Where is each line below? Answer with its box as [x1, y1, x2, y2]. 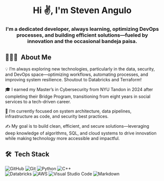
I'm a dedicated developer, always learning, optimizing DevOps [5, 26, 159, 33]
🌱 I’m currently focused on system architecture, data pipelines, [5, 108, 132, 114]
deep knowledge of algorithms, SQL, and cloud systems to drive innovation [5, 130, 157, 136]
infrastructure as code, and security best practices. [5, 113, 109, 119]
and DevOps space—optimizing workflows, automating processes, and [5, 71, 148, 77]
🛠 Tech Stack [5, 150, 50, 158]
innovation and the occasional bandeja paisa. [27, 38, 138, 45]
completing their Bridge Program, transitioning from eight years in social [5, 93, 151, 99]
